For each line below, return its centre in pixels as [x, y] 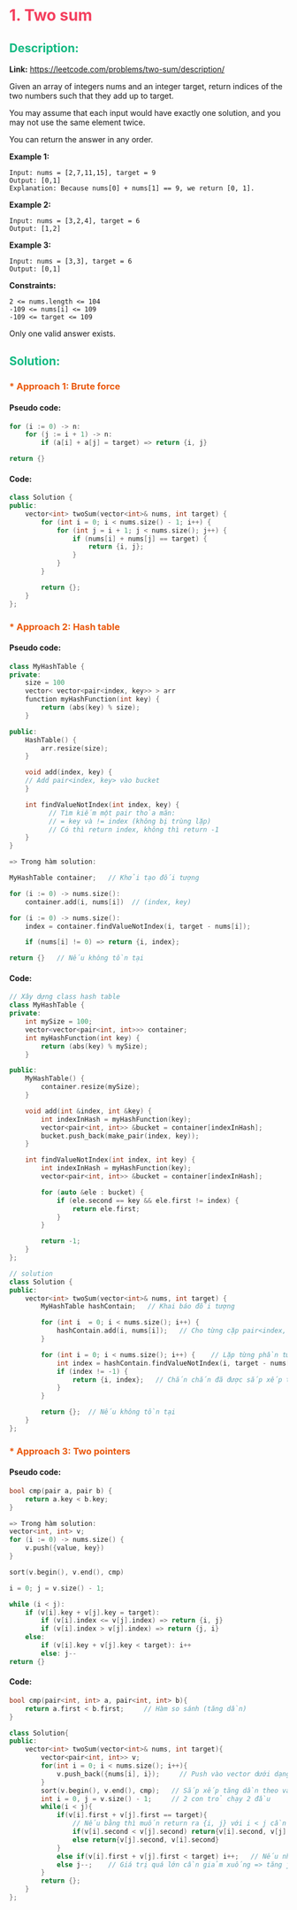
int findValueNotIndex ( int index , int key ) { [110, 1160]
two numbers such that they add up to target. [91, 96]
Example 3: [30, 245]
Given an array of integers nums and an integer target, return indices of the [146, 86]
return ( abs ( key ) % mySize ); [95, 1046]
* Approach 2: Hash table [65, 626]
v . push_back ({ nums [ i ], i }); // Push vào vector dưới [164, 1774]
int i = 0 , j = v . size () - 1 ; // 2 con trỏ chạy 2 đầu [156, 1799]
